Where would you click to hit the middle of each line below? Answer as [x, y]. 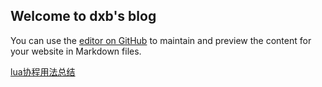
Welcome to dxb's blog [83, 16]
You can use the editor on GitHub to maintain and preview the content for [161, 40]
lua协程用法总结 [43, 71]
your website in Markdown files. [76, 51]
